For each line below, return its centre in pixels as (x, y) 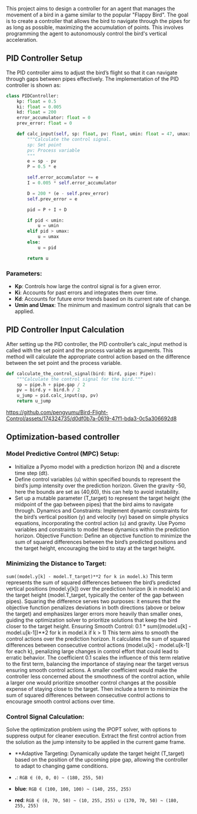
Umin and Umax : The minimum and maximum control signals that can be (103, 305)
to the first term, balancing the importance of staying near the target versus (98, 664)
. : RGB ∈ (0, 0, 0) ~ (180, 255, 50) (59, 777)
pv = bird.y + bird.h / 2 (49, 390)
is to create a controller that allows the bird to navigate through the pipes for (98, 21)
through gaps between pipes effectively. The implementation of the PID (93, 78)
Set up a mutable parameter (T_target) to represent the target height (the (103, 498)
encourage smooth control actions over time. (61, 701)
